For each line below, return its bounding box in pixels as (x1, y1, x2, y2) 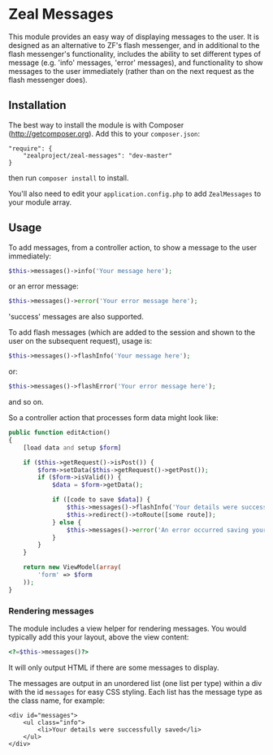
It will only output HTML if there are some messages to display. (8, 662, 219, 672)
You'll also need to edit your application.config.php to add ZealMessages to (8, 189, 262, 198)
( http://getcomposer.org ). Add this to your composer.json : (8, 128, 201, 138)
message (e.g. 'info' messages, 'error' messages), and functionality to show (8, 58, 263, 67)
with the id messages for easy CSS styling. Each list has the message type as (8, 687, 262, 696)
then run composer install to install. (8, 172, 129, 183)
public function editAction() (8, 428, 111, 437)
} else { (51, 518, 82, 527)
